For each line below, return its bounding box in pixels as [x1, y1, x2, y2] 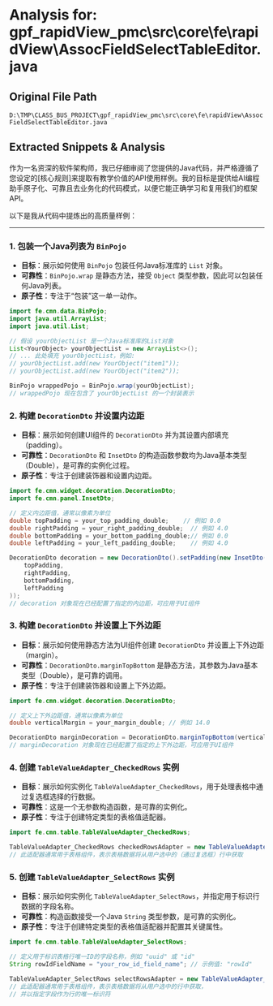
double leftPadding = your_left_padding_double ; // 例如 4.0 [9, 539, 228, 547]
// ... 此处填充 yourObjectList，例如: [9, 352, 135, 361]
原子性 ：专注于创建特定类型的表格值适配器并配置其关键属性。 [20, 922, 228, 931]
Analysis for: [9, 6, 98, 24]
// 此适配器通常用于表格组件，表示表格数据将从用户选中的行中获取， [9, 982, 207, 991]
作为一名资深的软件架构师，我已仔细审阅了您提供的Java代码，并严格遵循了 [9, 162, 260, 172]
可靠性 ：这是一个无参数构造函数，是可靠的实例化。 [20, 802, 192, 812]
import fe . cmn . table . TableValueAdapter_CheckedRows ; [9, 828, 191, 837]
